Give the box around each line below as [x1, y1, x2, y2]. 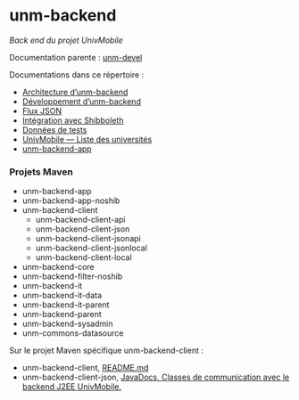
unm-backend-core [21, 262, 96, 273]
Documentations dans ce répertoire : [9, 69, 145, 80]
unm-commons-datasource [21, 328, 124, 339]
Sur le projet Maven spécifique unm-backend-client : [9, 345, 203, 356]
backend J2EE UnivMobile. [21, 381, 122, 392]
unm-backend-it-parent [21, 299, 110, 310]
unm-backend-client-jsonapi [35, 233, 141, 244]
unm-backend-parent [21, 309, 103, 320]
